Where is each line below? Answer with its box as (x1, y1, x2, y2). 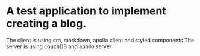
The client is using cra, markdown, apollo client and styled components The (6, 36, 195, 43)
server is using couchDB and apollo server (6, 43, 112, 50)
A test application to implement (6, 4, 167, 18)
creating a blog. (6, 17, 87, 30)
